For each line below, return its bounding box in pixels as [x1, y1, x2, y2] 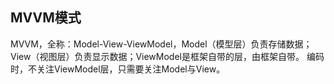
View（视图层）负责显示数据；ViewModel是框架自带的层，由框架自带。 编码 [10, 50, 325, 62]
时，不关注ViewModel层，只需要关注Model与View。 [10, 63, 226, 75]
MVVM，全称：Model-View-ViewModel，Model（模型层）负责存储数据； [10, 38, 313, 50]
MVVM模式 [10, 9, 82, 27]
